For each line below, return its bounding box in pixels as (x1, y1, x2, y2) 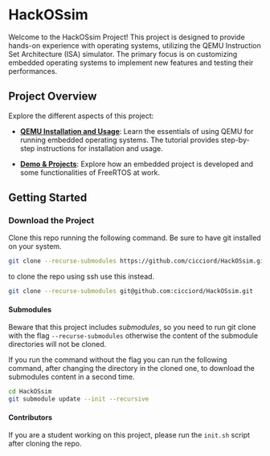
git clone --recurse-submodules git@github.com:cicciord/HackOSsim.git (8, 287, 253, 295)
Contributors (8, 412, 53, 422)
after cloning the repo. (8, 439, 82, 449)
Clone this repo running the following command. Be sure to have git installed (8, 233, 261, 242)
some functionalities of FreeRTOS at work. (19, 167, 161, 177)
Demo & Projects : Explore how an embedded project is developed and (19, 159, 254, 169)
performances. (8, 66, 58, 75)
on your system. (8, 242, 62, 251)
